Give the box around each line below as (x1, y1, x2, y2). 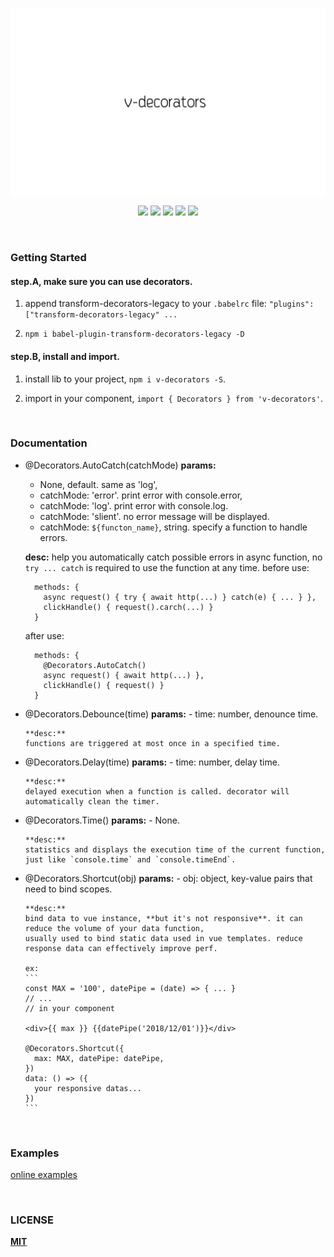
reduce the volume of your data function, (24, 923, 205, 933)
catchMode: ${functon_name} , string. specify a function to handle (39, 521, 308, 533)
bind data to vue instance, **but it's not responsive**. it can (24, 913, 303, 923)
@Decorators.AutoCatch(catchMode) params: (24, 459, 217, 471)
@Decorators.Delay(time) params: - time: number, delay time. (24, 756, 280, 768)
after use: (24, 629, 65, 642)
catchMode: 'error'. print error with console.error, (39, 489, 243, 501)
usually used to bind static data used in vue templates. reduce (24, 933, 303, 943)
